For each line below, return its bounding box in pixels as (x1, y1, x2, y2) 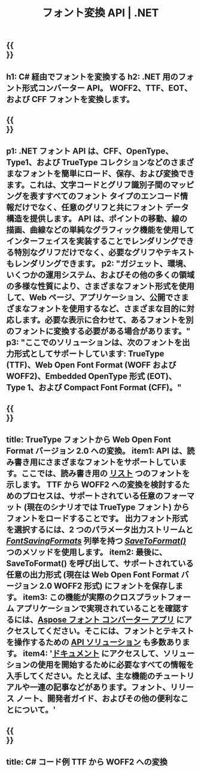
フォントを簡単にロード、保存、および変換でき (22, 169, 195, 179)
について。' (14, 705, 56, 715)
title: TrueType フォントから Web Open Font (6, 435, 172, 445)
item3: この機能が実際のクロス (23, 593, 136, 603)
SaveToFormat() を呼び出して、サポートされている (6, 558, 194, 568)
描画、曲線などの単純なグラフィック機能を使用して (6, 225, 194, 235)
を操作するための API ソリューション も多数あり (6, 638, 182, 648)
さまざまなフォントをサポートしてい (45, 457, 179, 468)
